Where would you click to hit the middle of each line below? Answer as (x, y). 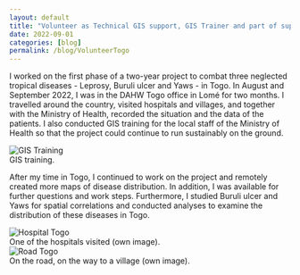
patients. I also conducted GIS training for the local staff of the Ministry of (144, 124)
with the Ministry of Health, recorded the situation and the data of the (137, 114)
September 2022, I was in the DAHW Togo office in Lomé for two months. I (147, 96)
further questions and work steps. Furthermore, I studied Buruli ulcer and (144, 196)
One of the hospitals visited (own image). (85, 242)
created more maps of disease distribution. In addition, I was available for (144, 187)
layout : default (39, 17)
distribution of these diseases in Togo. (79, 215)
